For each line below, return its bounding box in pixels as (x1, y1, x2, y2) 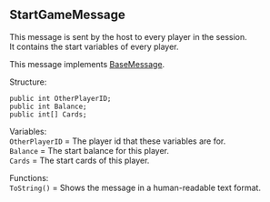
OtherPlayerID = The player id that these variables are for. (9, 136, 226, 146)
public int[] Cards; (9, 109, 88, 119)
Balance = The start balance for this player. (9, 145, 170, 156)
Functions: (9, 172, 49, 183)
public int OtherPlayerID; (9, 94, 112, 103)
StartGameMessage (9, 7, 125, 23)
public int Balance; (9, 102, 88, 111)
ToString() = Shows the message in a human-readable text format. (9, 182, 262, 193)
